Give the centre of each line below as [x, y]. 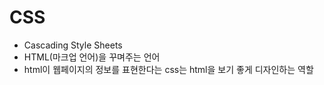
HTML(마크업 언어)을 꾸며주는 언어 [92, 57]
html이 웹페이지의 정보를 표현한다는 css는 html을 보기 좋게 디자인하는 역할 [168, 69]
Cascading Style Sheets [73, 45]
